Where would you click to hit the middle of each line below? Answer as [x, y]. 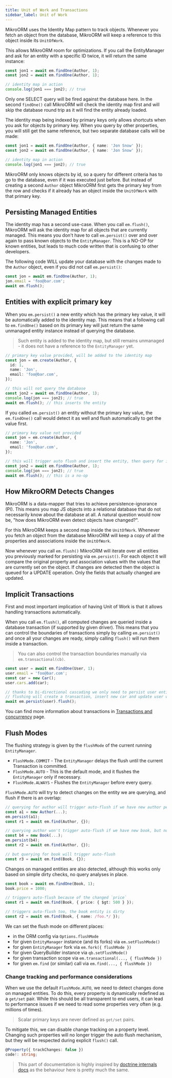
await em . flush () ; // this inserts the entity [56, 403]
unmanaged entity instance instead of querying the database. [70, 331]
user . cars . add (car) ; [27, 683]
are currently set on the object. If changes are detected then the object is [82, 567]
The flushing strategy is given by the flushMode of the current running [79, 745]
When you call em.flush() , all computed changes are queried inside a [79, 622]
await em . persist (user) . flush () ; [41, 702]
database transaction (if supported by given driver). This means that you [82, 627]
